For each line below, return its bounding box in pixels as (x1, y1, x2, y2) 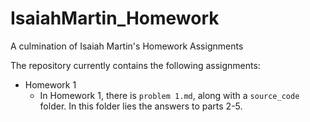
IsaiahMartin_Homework (10, 7, 220, 30)
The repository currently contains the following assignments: (10, 59, 261, 71)
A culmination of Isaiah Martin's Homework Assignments (10, 40, 244, 52)
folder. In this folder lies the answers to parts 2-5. (39, 100, 243, 112)
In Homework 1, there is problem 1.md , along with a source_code (39, 89, 300, 101)
